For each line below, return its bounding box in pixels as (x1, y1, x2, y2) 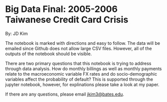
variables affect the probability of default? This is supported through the (5, 76, 154, 82)
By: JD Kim (5, 30, 28, 36)
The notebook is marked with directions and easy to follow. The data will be (5, 40, 161, 46)
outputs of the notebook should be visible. (5, 51, 92, 57)
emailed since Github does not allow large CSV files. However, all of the (5, 45, 152, 51)
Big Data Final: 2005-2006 (5, 3, 118, 15)
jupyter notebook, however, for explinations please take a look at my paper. (5, 81, 160, 88)
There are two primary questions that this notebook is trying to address (5, 60, 152, 66)
